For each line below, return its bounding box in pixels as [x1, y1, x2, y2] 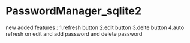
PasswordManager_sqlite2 [5, 4, 142, 18]
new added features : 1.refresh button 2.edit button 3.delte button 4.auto [5, 24, 184, 31]
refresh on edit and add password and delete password [5, 30, 143, 37]
